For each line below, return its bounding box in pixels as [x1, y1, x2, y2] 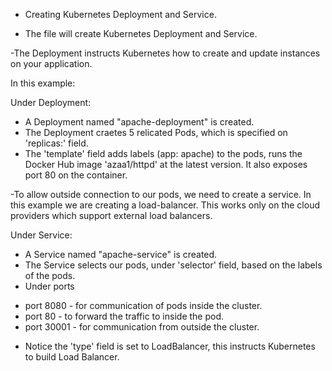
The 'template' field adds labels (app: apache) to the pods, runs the [24, 148, 303, 159]
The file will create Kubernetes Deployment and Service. [24, 28, 258, 39]
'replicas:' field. [24, 137, 89, 149]
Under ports [24, 280, 75, 292]
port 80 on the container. [24, 169, 128, 181]
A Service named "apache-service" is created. [24, 249, 218, 260]
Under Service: [10, 229, 73, 241]
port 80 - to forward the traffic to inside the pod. [24, 310, 225, 322]
